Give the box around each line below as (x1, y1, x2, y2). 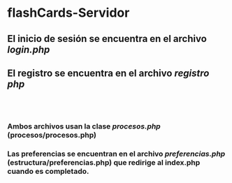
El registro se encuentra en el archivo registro (7, 67, 210, 79)
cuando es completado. (7, 166, 89, 176)
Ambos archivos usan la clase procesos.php (7, 122, 161, 131)
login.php (7, 43, 50, 55)
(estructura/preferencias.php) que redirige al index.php (7, 158, 201, 168)
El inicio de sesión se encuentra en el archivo (7, 33, 208, 45)
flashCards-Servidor (7, 5, 130, 21)
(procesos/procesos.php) (7, 131, 96, 140)
